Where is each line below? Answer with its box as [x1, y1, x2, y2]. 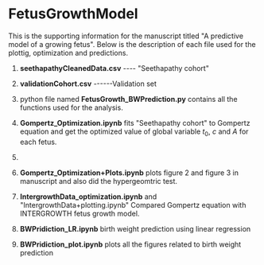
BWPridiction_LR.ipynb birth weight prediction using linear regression [19, 224, 251, 233]
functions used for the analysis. [19, 103, 123, 112]
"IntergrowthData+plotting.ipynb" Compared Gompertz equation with [19, 200, 247, 209]
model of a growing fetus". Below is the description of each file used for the [8, 39, 256, 49]
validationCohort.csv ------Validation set [19, 79, 157, 88]
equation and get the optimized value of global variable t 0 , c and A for [19, 127, 249, 138]
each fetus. [19, 137, 57, 146]
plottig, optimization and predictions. [8, 48, 129, 57]
